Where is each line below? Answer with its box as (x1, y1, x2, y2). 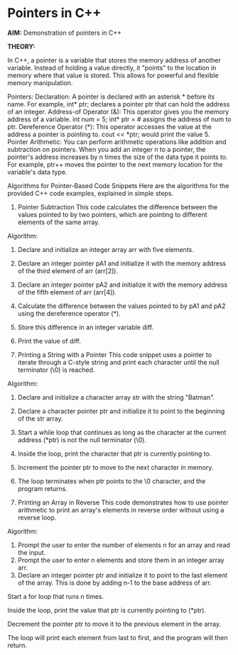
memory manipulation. (7, 78, 73, 87)
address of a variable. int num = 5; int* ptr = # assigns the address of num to (7, 115, 232, 123)
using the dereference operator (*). (17, 309, 121, 317)
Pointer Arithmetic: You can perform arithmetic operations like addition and (7, 137, 227, 146)
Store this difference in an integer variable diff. (17, 323, 154, 331)
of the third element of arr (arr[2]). (17, 266, 119, 275)
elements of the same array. (17, 218, 100, 226)
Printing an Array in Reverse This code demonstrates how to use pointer (17, 498, 229, 507)
